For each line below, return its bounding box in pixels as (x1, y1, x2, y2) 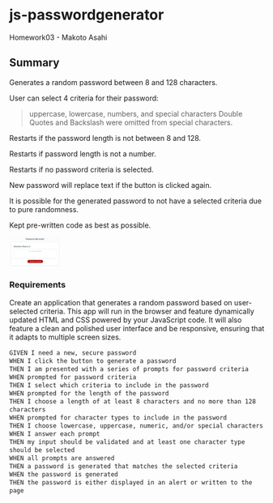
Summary (9, 56, 60, 70)
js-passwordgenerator (9, 6, 164, 24)
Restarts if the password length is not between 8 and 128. (9, 133, 202, 143)
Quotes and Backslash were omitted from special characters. (28, 117, 233, 127)
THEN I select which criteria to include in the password (9, 381, 209, 390)
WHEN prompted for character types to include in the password (9, 413, 228, 422)
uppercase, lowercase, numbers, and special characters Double (28, 109, 243, 118)
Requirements (9, 279, 66, 291)
